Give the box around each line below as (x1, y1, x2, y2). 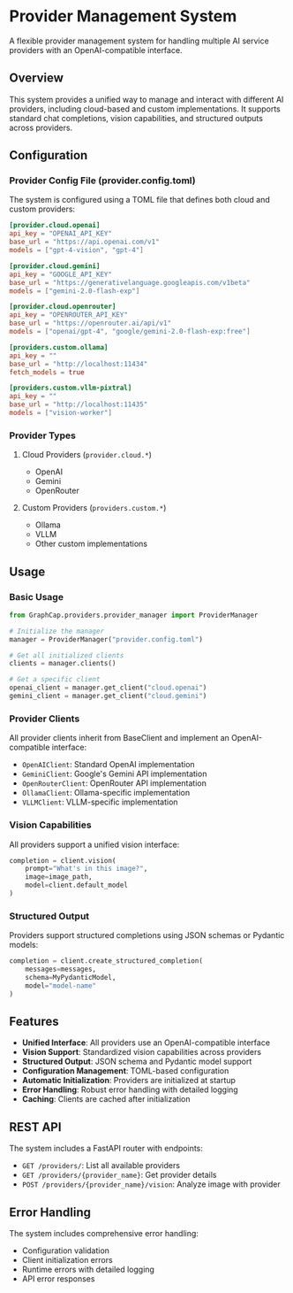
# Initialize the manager (9, 627, 104, 635)
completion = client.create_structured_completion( (9, 957, 203, 966)
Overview (9, 71, 64, 86)
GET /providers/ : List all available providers (21, 1160, 181, 1171)
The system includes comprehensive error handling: (9, 1228, 199, 1238)
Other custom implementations (34, 538, 148, 550)
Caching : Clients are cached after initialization (21, 1094, 191, 1104)
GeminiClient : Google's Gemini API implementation (21, 768, 207, 780)
